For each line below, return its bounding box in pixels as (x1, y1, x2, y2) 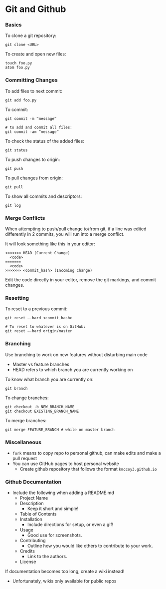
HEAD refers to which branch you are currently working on (12, 366, 133, 373)
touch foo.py (5, 61, 32, 66)
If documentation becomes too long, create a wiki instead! (5, 569, 125, 575)
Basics (5, 21, 22, 28)
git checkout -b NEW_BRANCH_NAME (5, 404, 75, 409)
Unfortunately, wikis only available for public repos (12, 578, 117, 584)
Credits (19, 548, 35, 554)
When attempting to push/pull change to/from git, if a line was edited (5, 226, 147, 232)
